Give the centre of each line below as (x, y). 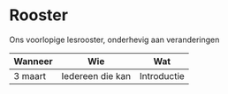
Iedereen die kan (96, 76)
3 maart (30, 76)
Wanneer (33, 61)
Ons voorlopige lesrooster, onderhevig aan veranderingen (114, 40)
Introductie (162, 76)
